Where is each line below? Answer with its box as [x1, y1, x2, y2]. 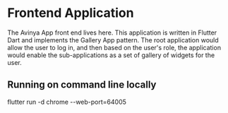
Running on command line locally [7, 79, 157, 91]
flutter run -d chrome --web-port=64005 [7, 97, 127, 106]
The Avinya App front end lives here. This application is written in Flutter [7, 28, 217, 37]
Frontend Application [7, 5, 134, 21]
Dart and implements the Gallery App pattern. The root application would [7, 35, 219, 44]
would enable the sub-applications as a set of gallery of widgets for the [7, 51, 215, 59]
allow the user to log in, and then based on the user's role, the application [7, 43, 221, 52]
